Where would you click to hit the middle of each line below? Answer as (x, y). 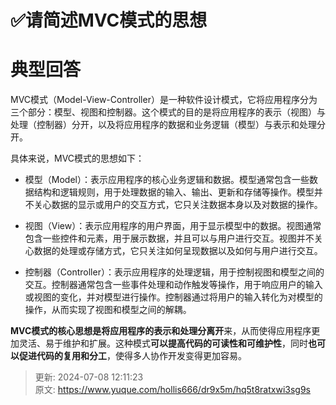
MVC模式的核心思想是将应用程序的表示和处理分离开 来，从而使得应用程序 (161, 331)
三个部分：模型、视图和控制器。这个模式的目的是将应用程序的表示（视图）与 (168, 112)
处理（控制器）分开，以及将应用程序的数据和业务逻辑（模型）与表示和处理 (163, 125)
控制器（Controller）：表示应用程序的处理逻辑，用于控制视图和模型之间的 (174, 272)
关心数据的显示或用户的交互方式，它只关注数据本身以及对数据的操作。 (178, 205)
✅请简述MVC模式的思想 (109, 20)
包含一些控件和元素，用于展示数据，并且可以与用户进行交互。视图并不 (169, 238)
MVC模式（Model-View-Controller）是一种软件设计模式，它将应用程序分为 (164, 100)
